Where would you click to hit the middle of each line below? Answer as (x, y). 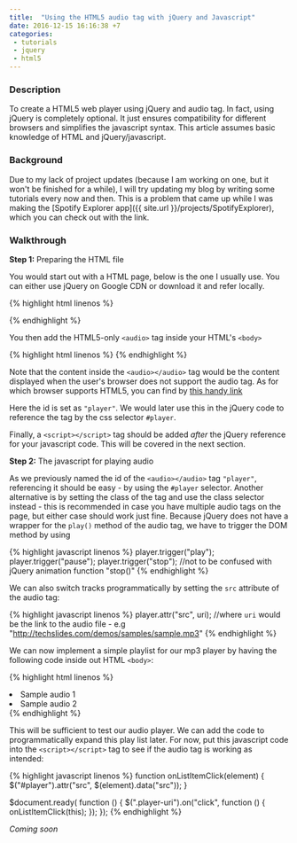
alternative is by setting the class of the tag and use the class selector (137, 496)
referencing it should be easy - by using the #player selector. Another (137, 488)
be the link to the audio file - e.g (67, 624)
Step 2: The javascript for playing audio (82, 461)
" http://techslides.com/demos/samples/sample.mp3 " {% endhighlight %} (143, 633)
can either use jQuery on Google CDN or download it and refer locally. (137, 285)
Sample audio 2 (49, 703)
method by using (40, 535)
